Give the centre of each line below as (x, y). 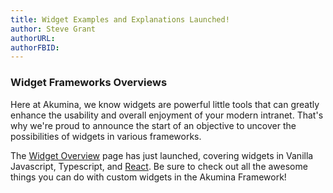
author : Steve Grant (53, 29)
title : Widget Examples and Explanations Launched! (120, 19)
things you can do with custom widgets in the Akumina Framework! (148, 177)
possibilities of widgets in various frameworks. (106, 136)
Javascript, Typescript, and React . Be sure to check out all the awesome (159, 166)
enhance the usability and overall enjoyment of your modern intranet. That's (167, 115)
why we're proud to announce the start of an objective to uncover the (153, 125)
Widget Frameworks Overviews (89, 83)
